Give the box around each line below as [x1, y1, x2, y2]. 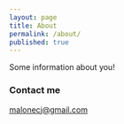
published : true [9, 37, 69, 47]
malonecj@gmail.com [9, 104, 89, 115]
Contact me [9, 84, 61, 97]
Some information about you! [9, 62, 115, 73]
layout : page [9, 12, 58, 22]
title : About [9, 21, 58, 30]
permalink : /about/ [9, 29, 81, 38]
